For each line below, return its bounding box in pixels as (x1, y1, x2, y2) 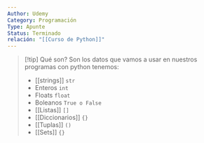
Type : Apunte (7, 23, 46, 30)
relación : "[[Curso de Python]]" (7, 36, 105, 43)
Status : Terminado (7, 29, 61, 37)
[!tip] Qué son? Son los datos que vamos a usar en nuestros (24, 55, 198, 63)
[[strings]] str (34, 76, 76, 84)
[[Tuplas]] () (34, 121, 72, 129)
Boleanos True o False (34, 98, 102, 107)
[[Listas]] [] (34, 106, 69, 114)
